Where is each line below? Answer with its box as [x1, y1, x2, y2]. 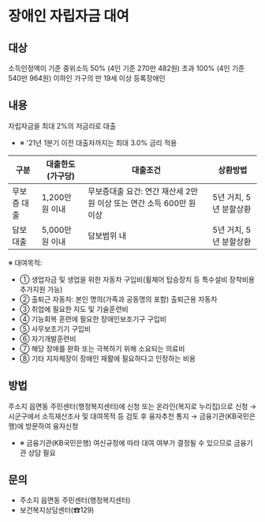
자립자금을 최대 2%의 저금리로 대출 [8, 121, 117, 130]
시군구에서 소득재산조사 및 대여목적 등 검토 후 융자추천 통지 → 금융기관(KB [8, 411, 237, 421]
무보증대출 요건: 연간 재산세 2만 [88, 186, 199, 197]
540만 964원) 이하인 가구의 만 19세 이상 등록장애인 [8, 73, 166, 83]
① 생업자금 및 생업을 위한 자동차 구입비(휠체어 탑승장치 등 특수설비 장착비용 [19, 274, 255, 284]
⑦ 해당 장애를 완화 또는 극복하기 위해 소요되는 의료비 [19, 344, 185, 353]
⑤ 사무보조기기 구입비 [19, 324, 91, 333]
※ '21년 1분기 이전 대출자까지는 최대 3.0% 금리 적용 [19, 137, 177, 147]
